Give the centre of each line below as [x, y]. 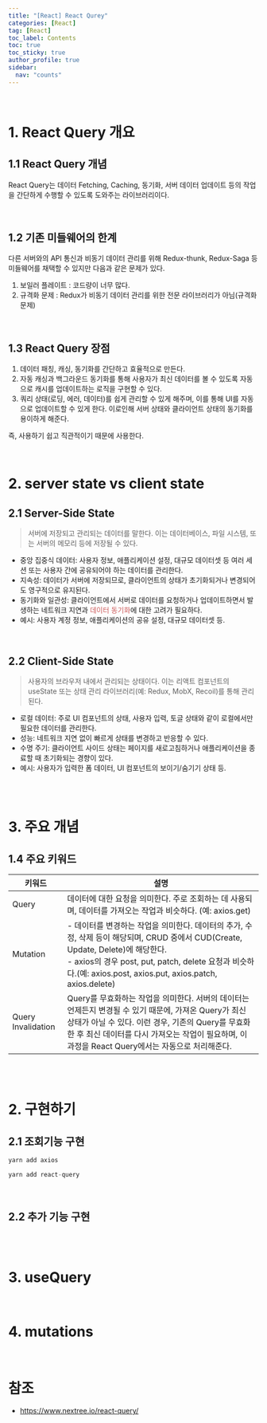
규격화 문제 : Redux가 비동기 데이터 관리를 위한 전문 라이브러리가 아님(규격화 [138, 295]
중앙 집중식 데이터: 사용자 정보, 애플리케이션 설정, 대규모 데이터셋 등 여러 [132, 560]
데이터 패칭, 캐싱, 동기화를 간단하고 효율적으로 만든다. [102, 369]
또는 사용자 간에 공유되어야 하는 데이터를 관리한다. [106, 570]
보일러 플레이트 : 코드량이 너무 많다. [75, 285]
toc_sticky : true [37, 53]
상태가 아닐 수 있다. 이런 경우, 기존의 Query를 [147, 1023]
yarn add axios [33, 1161]
